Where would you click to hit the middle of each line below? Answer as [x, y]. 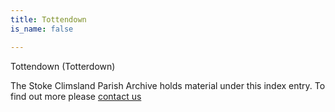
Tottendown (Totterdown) [63, 66]
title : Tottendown [48, 19]
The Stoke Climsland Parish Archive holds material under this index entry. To [168, 85]
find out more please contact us [76, 96]
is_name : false [42, 29]
